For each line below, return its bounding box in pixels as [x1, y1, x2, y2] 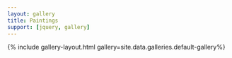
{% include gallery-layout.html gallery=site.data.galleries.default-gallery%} [7, 43, 226, 52]
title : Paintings [7, 17, 59, 24]
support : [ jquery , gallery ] [7, 23, 91, 30]
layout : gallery [7, 10, 55, 18]
